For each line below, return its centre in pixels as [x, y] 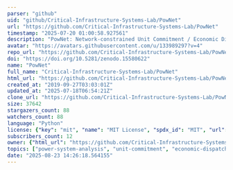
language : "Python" [35, 123]
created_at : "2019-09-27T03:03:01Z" [60, 85]
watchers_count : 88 [35, 117]
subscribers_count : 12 [40, 136]
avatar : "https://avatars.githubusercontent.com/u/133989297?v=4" [105, 46]
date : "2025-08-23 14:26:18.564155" [60, 156]
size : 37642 [24, 104]
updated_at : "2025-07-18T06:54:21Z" [60, 91]
